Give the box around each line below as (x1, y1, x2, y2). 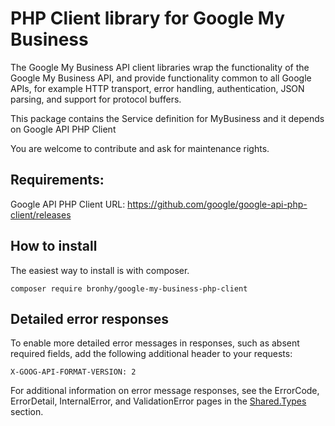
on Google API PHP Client (10, 123, 117, 135)
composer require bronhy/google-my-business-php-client (10, 283, 248, 294)
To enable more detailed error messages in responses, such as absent (10, 337, 300, 349)
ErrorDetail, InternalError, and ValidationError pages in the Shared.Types (10, 395, 307, 407)
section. (10, 406, 44, 418)
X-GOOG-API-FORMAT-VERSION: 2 (10, 367, 137, 377)
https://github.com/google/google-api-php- (127, 198, 308, 210)
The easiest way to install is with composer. (10, 264, 190, 276)
